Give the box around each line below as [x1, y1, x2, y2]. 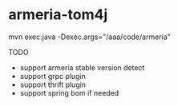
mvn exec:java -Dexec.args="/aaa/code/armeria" [8, 32, 171, 41]
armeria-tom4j [8, 6, 108, 24]
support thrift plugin [19, 80, 87, 89]
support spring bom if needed [19, 88, 119, 97]
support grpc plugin [19, 71, 87, 80]
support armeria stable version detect [19, 62, 145, 73]
